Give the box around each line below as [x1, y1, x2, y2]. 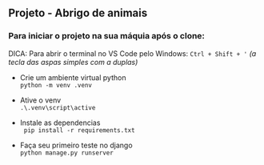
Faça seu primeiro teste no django [19, 140, 134, 150]
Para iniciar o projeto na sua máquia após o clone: [8, 30, 206, 42]
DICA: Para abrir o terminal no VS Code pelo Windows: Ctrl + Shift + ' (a [8, 48, 257, 58]
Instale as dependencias [19, 118, 101, 127]
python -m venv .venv [19, 81, 92, 89]
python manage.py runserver [19, 148, 114, 157]
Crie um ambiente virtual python [19, 72, 126, 82]
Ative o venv [19, 95, 62, 105]
